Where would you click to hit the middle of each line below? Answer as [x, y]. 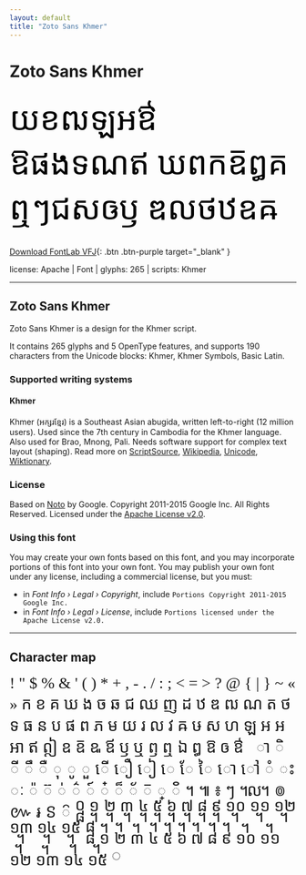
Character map [53, 657]
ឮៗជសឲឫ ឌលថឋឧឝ [144, 209]
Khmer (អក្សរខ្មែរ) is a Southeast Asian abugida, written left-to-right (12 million [152, 422]
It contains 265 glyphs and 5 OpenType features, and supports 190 [135, 346]
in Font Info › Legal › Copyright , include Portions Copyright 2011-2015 [154, 595]
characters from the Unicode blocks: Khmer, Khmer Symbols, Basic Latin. [147, 355]
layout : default [40, 18]
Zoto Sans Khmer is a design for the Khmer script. [103, 328]
